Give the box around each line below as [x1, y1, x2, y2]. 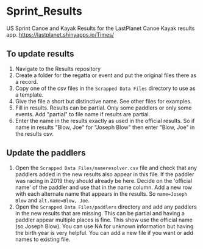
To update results [6, 49, 74, 59]
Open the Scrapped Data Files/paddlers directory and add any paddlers [15, 203, 197, 210]
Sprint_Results [6, 4, 82, 18]
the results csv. [15, 130, 54, 137]
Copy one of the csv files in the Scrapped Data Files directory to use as [15, 84, 196, 92]
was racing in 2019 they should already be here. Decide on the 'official [15, 177, 193, 184]
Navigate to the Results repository [15, 65, 101, 72]
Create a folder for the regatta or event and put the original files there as [15, 72, 197, 79]
